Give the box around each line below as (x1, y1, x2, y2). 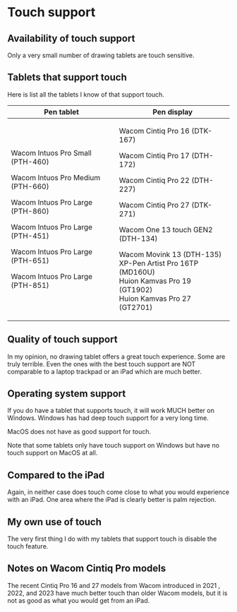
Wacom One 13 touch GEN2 (119, 224, 213, 234)
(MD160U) (119, 267, 155, 277)
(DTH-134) (119, 234, 158, 244)
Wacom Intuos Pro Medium (11, 172, 101, 182)
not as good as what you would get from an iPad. (7, 596, 150, 604)
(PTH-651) (11, 256, 49, 265)
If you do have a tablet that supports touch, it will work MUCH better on (7, 407, 215, 415)
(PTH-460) (11, 157, 49, 167)
